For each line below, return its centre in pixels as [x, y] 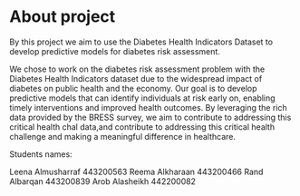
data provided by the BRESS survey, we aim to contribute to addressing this [150, 117]
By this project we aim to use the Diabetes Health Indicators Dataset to [141, 42]
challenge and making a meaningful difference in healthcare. [123, 136]
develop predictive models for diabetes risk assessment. [115, 51]
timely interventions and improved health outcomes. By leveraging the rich [148, 107]
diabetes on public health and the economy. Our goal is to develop [133, 88]
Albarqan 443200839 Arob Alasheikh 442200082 [103, 181]
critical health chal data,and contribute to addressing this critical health [142, 127]
